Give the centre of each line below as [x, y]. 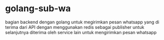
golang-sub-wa [38, 9]
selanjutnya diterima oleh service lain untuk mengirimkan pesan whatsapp [81, 32]
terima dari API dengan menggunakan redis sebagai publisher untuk [75, 27]
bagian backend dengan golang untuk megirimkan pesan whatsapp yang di [82, 22]
